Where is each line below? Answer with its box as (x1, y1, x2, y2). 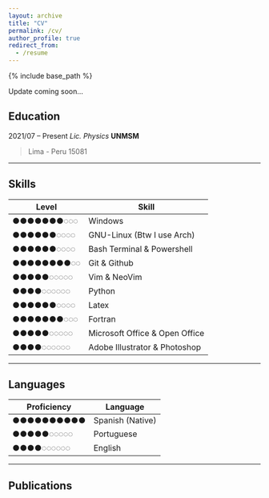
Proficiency (26, 402, 72, 413)
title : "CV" (8, 19, 48, 27)
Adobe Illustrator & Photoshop (88, 342, 202, 353)
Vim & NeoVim (88, 271, 143, 282)
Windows (88, 215, 124, 226)
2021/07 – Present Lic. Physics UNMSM (8, 131, 139, 140)
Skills (8, 177, 36, 191)
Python (88, 285, 116, 297)
